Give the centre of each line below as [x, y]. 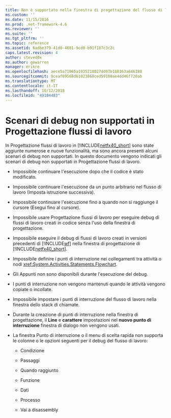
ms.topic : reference [27, 43]
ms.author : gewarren [27, 62]
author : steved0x [24, 57]
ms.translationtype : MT [31, 81]
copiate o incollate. [33, 290]
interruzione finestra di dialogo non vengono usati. [66, 325]
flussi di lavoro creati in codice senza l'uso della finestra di [74, 223]
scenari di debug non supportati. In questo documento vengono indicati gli [83, 156]
